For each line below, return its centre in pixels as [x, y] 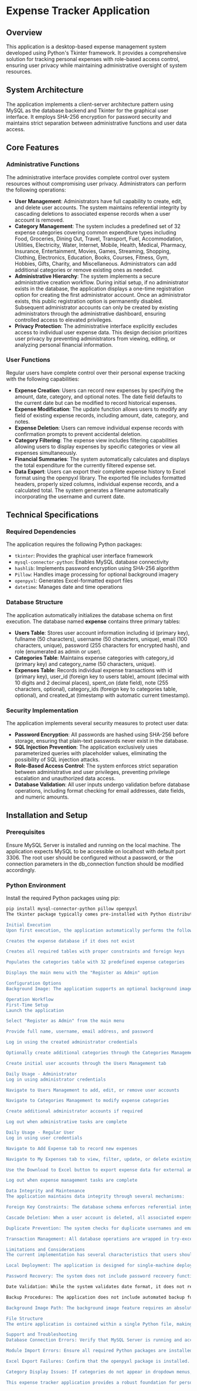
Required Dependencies [41, 532]
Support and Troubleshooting [42, 1335]
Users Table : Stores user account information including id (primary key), [102, 632]
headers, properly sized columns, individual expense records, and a [96, 484]
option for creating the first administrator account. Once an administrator [102, 294]
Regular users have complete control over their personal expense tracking [96, 373]
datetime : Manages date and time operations [69, 587]
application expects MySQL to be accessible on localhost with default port [96, 851]
